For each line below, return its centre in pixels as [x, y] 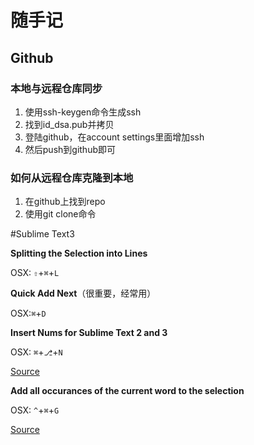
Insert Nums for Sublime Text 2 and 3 [89, 333]
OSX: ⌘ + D [28, 313]
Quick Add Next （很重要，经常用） [83, 293]
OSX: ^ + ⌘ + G [35, 410]
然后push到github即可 [70, 149]
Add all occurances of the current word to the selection [127, 391]
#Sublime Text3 [42, 234]
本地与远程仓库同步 [56, 88]
